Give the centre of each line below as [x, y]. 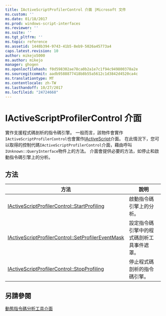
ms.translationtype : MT [30, 78]
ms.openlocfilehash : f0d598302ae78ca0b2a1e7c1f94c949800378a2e [72, 70]
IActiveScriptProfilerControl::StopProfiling [56, 269]
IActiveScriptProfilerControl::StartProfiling [56, 206]
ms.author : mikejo [24, 60]
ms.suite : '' [19, 33]
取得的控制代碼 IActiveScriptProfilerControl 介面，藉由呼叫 [71, 145]
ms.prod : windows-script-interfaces [43, 23]
